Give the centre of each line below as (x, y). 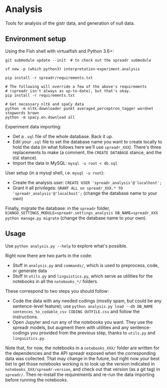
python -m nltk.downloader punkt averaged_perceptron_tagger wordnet (79, 108)
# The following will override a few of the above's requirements (76, 86)
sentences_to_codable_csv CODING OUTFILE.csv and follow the (76, 311)
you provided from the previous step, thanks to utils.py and (93, 333)
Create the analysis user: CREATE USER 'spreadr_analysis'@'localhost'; (87, 182)
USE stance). (25, 158)
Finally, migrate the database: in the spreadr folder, (58, 208)
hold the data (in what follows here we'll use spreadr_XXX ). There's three (87, 147)
